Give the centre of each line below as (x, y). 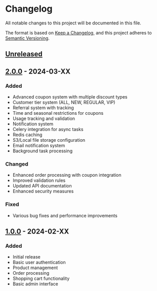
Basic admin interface (35, 284)
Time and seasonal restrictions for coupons (58, 113)
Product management (35, 268)
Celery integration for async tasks (48, 130)
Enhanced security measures (43, 191)
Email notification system (39, 146)
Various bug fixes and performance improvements (65, 215)
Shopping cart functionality (41, 279)
